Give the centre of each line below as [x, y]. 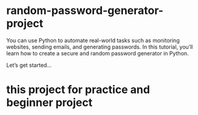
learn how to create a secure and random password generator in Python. [97, 53]
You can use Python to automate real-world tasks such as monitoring [93, 40]
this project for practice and [78, 90]
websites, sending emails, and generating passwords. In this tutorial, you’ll [100, 47]
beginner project [49, 103]
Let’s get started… [29, 65]
